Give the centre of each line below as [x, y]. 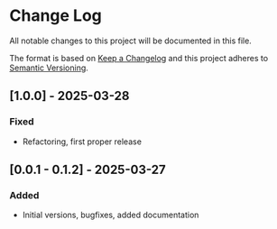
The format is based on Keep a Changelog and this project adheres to [139, 58]
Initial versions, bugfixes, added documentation [111, 215]
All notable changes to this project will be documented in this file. [131, 41]
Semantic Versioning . [49, 68]
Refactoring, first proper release [82, 142]
